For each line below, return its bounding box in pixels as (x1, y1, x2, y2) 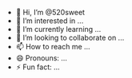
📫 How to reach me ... (15, 42, 90, 51)
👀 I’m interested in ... (15, 16, 84, 25)
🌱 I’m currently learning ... (15, 25, 102, 33)
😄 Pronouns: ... (15, 53, 68, 63)
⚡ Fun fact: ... (15, 62, 60, 72)
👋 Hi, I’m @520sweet (15, 8, 86, 17)
